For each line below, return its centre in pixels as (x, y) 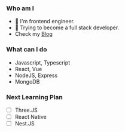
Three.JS (26, 110)
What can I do (27, 50)
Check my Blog (33, 34)
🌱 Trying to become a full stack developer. (67, 27)
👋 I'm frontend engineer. (45, 22)
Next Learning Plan (34, 97)
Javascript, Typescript (42, 62)
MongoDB (27, 81)
